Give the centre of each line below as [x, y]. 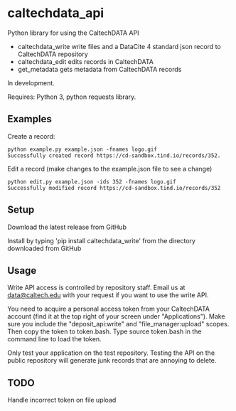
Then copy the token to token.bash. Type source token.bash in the [104, 331]
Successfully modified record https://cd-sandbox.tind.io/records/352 [114, 188]
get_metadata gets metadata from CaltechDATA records [100, 69]
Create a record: [31, 136]
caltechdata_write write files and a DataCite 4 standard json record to [119, 46]
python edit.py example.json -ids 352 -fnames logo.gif [92, 182]
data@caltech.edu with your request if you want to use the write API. [108, 295]
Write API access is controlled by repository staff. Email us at [96, 288]
